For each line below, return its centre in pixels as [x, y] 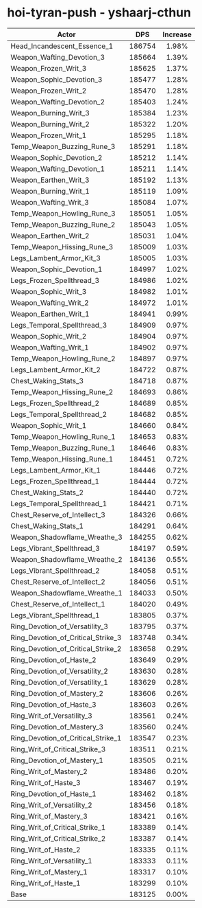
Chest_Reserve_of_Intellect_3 [58, 514]
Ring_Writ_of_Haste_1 [46, 883]
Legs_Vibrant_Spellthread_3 [55, 548]
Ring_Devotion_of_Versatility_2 [59, 671]
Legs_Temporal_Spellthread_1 [59, 503]
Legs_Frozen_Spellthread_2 [55, 403]
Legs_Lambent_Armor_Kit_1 [56, 470]
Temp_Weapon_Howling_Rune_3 [63, 213]
